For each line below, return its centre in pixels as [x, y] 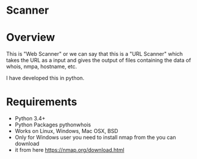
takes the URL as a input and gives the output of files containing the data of [99, 61]
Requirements [42, 102]
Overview [31, 38]
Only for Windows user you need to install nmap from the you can [95, 138]
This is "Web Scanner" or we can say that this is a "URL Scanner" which [95, 54]
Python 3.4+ [30, 119]
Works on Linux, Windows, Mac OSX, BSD [66, 131]
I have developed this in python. [45, 78]
